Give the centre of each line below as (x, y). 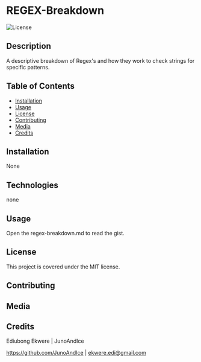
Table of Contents (41, 86)
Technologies (32, 185)
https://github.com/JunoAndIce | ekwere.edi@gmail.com (76, 353)
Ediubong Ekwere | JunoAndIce (45, 341)
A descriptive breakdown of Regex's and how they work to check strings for (100, 60)
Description (29, 46)
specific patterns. (28, 67)
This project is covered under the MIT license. (63, 267)
